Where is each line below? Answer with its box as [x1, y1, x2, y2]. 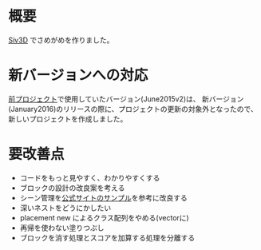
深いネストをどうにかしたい [19, 203, 112, 212]
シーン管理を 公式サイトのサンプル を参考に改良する [19, 192, 188, 202]
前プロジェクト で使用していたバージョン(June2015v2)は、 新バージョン [8, 93, 244, 104]
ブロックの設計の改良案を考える [19, 183, 125, 192]
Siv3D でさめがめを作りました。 [8, 35, 114, 45]
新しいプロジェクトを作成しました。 [8, 113, 128, 124]
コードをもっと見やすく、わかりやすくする [19, 173, 160, 182]
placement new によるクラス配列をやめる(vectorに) [19, 212, 189, 222]
